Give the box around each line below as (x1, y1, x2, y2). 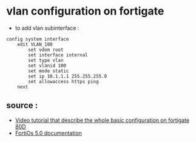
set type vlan (28, 57, 64, 63)
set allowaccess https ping (28, 78, 99, 84)
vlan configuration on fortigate (6, 4, 164, 18)
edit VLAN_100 (17, 41, 53, 47)
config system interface (6, 36, 69, 42)
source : (6, 100, 38, 110)
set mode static (28, 68, 69, 74)
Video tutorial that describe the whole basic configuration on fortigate (15, 117, 190, 124)
